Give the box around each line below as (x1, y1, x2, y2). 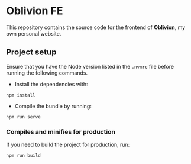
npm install (6, 92, 35, 98)
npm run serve (6, 114, 41, 120)
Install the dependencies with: (14, 81, 88, 88)
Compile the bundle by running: (14, 102, 92, 110)
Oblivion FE (6, 4, 63, 18)
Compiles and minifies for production (6, 127, 115, 136)
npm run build (6, 153, 41, 159)
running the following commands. (6, 69, 88, 76)
